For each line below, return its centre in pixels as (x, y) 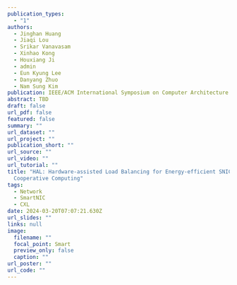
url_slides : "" (30, 218)
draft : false (26, 106)
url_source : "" (30, 152)
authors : (20, 27)
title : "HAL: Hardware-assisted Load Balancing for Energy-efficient (112, 171)
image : (17, 231)
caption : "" (31, 257)
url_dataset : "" (31, 132)
